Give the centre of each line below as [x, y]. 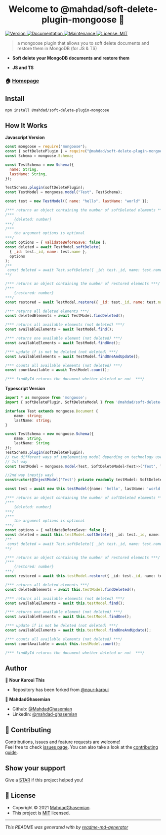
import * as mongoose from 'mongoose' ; [46, 398]
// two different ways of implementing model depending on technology [79, 457]
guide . [12, 753]
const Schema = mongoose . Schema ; [40, 156]
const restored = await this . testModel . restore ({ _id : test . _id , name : [80, 576]
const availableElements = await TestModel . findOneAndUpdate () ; [73, 356]
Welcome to [33, 9]
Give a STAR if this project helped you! [44, 780]
